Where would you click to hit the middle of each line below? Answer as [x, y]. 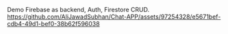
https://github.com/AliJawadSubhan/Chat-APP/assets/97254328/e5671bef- [114, 17]
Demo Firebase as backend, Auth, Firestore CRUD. [78, 10]
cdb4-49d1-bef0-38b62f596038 [54, 24]
